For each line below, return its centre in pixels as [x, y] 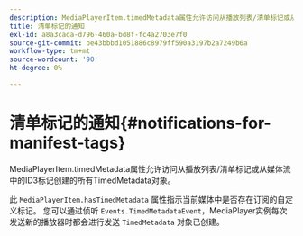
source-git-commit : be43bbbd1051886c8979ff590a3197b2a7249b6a [129, 43]
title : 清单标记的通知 [47, 26]
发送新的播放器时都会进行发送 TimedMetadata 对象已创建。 [117, 222]
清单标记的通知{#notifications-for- [141, 123]
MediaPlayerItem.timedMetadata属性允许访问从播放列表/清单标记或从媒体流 [150, 168]
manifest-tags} [68, 143]
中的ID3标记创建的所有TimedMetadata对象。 [92, 180]
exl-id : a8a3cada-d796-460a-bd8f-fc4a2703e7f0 [98, 34]
